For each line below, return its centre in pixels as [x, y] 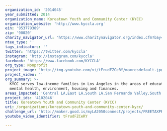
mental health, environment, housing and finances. [64, 88]
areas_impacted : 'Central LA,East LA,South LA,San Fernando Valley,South [83, 93]
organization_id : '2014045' [34, 10]
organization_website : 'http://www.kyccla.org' [55, 24]
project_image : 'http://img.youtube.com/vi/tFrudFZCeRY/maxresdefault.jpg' [85, 70]
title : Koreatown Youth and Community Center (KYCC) [61, 103]
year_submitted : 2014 [28, 14]
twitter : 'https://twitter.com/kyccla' [46, 51]
